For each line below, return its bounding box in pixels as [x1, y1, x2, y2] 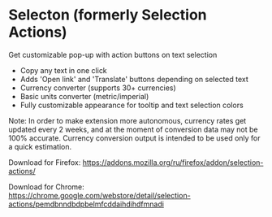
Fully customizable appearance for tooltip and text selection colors [19, 100, 244, 110]
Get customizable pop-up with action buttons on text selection [8, 50, 218, 59]
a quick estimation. [8, 141, 71, 151]
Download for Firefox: [8, 157, 81, 167]
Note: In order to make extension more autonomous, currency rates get [8, 115, 247, 125]
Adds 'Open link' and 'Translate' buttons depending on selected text [19, 74, 249, 84]
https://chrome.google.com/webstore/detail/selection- [8, 190, 191, 200]
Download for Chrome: [8, 181, 85, 192]
